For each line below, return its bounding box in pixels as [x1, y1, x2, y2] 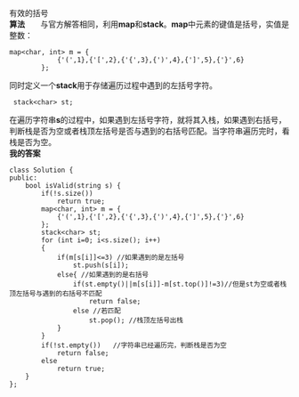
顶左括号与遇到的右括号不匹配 [9, 289, 102, 298]
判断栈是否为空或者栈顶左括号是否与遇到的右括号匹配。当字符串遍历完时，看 [9, 126, 290, 136]
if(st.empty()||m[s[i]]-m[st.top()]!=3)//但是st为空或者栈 [72, 280, 287, 288]
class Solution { [9, 166, 74, 174]
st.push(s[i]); [72, 261, 129, 270]
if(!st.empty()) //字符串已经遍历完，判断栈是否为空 [41, 341, 227, 350]
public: [9, 174, 38, 182]
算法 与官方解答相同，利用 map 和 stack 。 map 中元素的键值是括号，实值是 [9, 19, 289, 29]
